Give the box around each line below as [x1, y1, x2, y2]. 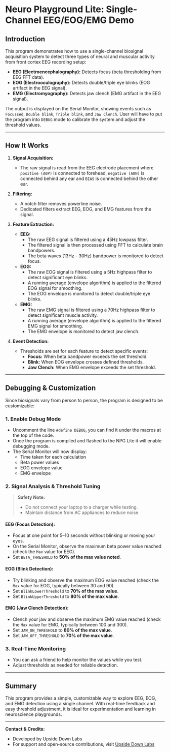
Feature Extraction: [12, 221, 54, 227]
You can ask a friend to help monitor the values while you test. [12, 657, 143, 663]
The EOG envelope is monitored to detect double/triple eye [27, 290, 151, 296]
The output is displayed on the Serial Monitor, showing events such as [5, 106, 151, 111]
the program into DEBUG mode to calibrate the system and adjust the [5, 116, 146, 123]
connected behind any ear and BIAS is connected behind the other [20, 175, 158, 182]
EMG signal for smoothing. [27, 323, 83, 329]
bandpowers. [27, 247, 56, 253]
